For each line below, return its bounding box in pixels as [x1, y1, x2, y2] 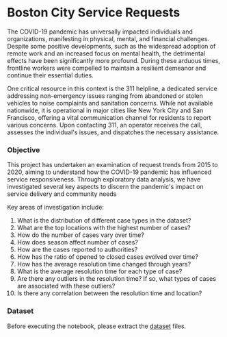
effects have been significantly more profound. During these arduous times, [7, 56, 221, 64]
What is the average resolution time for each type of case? [16, 267, 183, 275]
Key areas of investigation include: [7, 203, 105, 212]
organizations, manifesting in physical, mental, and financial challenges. [7, 34, 210, 42]
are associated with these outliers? [16, 282, 116, 290]
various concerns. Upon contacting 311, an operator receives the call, [7, 121, 202, 129]
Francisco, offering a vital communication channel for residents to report [7, 113, 211, 121]
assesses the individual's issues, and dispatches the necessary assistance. [7, 128, 219, 136]
